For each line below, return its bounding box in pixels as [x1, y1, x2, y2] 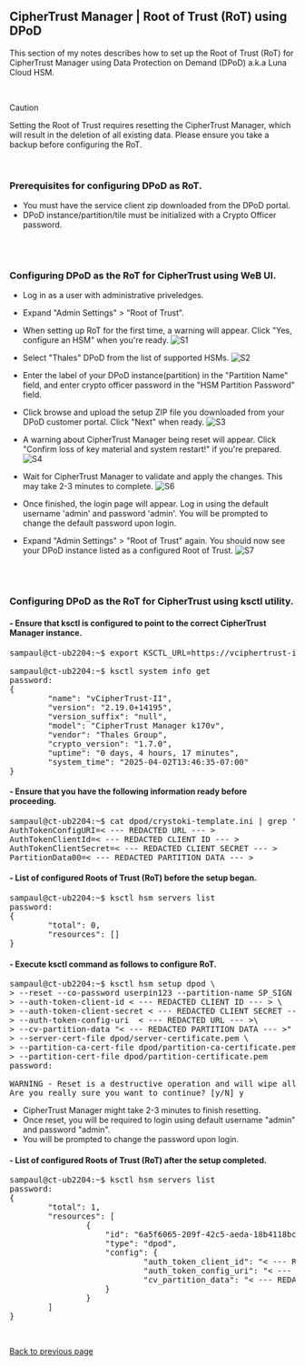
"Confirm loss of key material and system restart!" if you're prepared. [22, 444, 282, 455]
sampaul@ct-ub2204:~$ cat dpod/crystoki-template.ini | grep [9, 816, 288, 826]
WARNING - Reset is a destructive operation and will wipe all [9, 1079, 297, 1090]
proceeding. [9, 796, 57, 807]
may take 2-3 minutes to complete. [22, 481, 154, 492]
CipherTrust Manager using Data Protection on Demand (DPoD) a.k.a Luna [9, 56, 288, 68]
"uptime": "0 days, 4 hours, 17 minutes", [47, 748, 240, 758]
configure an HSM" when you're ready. [22, 335, 170, 346]
